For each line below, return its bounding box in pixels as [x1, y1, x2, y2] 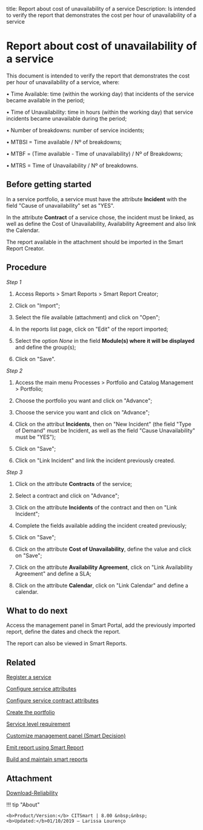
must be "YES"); [15, 433, 56, 440]
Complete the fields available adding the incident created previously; [15, 522, 187, 529]
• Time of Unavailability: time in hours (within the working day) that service [6, 108, 193, 116]
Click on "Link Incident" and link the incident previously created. [15, 457, 176, 464]
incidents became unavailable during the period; [6, 115, 127, 122]
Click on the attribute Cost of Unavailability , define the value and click [15, 545, 192, 553]
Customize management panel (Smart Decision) [6, 732, 126, 740]
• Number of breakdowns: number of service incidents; [6, 127, 145, 134]
